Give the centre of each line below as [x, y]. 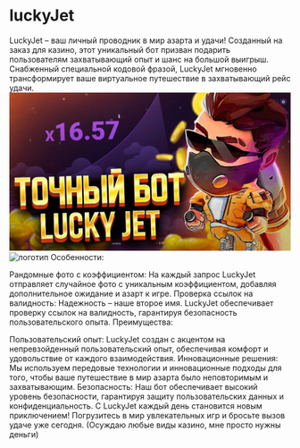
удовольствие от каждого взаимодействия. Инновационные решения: [144, 359]
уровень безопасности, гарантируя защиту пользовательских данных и [146, 397]
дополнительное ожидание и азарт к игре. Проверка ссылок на [131, 294]
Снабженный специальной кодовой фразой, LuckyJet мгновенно [133, 69]
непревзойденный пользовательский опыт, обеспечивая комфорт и [139, 349]
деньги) [24, 435]
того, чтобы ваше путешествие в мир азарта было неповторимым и [139, 377]
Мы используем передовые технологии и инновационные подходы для [146, 368]
